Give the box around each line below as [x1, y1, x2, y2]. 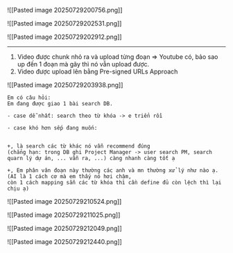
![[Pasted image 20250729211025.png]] [7, 211, 121, 219]
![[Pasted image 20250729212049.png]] [7, 225, 123, 232]
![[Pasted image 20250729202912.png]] [7, 33, 123, 41]
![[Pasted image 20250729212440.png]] [7, 238, 123, 245]
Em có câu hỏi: [7, 94, 51, 101]
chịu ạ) [7, 185, 30, 192]
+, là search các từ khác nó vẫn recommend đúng [7, 143, 150, 150]
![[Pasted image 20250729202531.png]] [7, 19, 122, 27]
